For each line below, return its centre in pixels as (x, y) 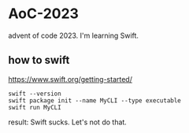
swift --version (35, 94)
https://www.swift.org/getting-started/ (70, 79)
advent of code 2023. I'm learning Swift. (74, 35)
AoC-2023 (43, 14)
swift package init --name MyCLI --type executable (94, 100)
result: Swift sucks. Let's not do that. (68, 122)
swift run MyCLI (35, 107)
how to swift (39, 60)
